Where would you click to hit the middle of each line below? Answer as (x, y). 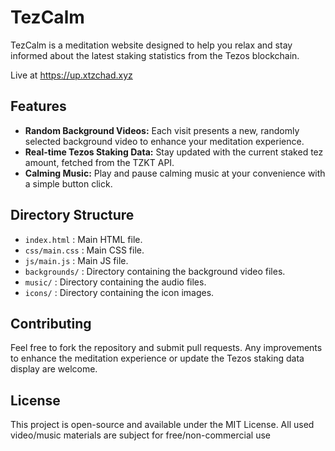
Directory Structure (72, 215)
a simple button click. (68, 183)
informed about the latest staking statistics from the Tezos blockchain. (155, 55)
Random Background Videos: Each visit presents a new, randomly (162, 130)
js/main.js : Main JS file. (76, 260)
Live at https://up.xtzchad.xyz (71, 75)
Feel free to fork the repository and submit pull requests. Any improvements (166, 348)
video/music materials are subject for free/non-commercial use (140, 435)
